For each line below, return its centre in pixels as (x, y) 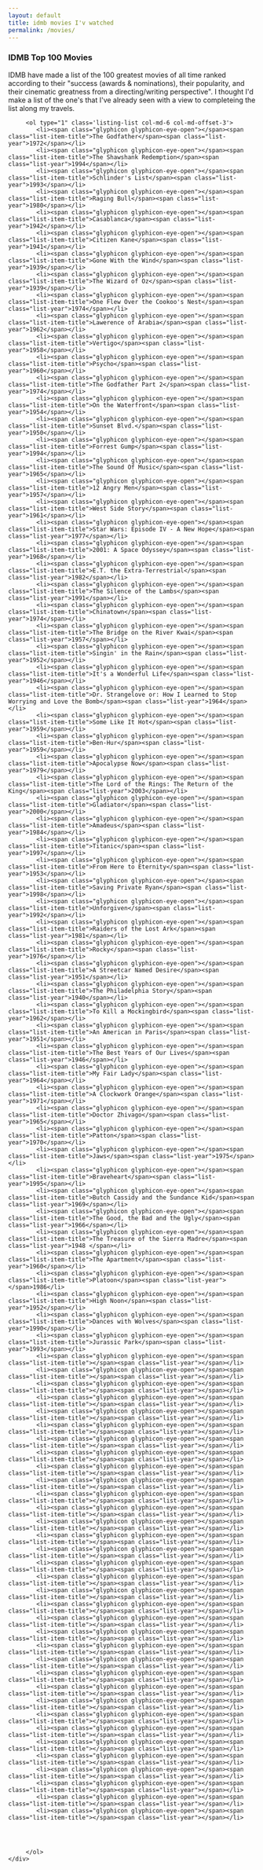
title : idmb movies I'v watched (61, 23)
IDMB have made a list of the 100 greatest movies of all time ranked (117, 75)
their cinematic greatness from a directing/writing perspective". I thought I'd (131, 91)
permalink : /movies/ (42, 30)
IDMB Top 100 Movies (50, 57)
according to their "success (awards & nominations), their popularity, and (126, 83)
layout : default (35, 15)
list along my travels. (42, 108)
